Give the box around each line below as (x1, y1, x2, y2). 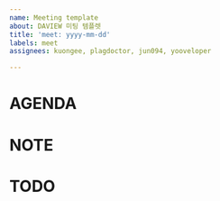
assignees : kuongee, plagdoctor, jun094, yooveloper (9, 47, 212, 56)
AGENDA (9, 94, 78, 114)
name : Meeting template (9, 13, 99, 23)
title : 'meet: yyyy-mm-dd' (9, 30, 111, 39)
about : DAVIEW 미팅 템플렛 (9, 22, 102, 31)
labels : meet (9, 38, 59, 48)
